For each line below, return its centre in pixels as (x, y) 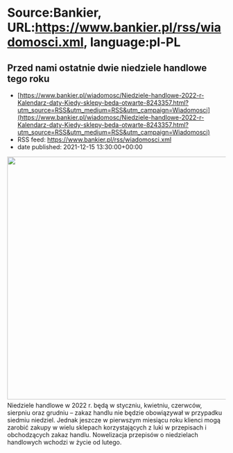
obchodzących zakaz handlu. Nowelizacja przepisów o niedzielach (103, 435)
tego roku (28, 79)
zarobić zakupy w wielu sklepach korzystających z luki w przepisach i (107, 427)
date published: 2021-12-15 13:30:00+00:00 (80, 147)
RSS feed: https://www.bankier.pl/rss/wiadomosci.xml (94, 139)
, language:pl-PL (132, 42)
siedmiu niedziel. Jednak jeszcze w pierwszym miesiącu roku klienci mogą (114, 420)
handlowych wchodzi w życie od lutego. (64, 442)
